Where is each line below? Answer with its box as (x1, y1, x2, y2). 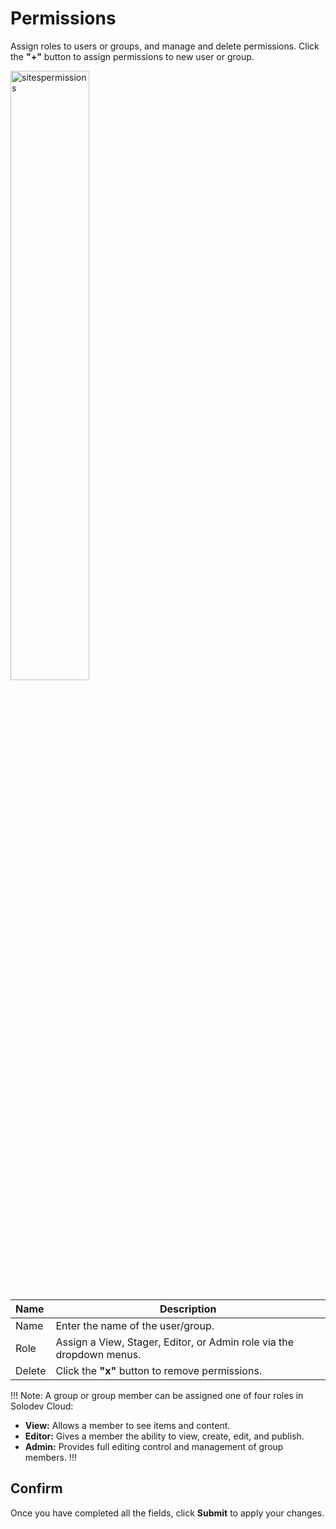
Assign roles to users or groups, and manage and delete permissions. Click (10, 40, 320, 52)
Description (159, 1302, 217, 1316)
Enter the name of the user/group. (55, 1318, 215, 1332)
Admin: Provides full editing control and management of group (24, 1440, 284, 1452)
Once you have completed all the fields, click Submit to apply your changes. (10, 1507, 325, 1519)
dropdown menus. (55, 1347, 142, 1361)
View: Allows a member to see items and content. (24, 1419, 231, 1431)
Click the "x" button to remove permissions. (55, 1363, 263, 1377)
